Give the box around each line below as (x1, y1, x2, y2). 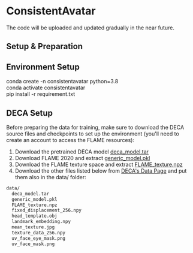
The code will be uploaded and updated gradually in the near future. (6, 24, 175, 31)
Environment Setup (6, 62, 80, 72)
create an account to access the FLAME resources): (6, 136, 135, 143)
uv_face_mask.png (11, 241, 55, 247)
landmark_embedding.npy (11, 219, 71, 225)
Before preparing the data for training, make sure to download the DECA (6, 124, 185, 131)
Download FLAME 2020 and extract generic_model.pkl (14, 154, 150, 161)
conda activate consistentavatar (6, 84, 86, 91)
